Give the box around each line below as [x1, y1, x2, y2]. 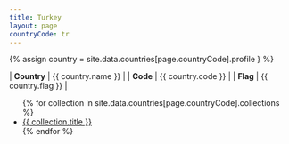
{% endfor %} [21, 126, 74, 137]
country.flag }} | [9, 81, 68, 92]
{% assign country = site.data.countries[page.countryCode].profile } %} [9, 54, 275, 65]
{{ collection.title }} [21, 116, 92, 127]
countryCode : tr [9, 29, 70, 38]
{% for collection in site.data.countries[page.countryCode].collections [21, 98, 280, 108]
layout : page [9, 21, 58, 30]
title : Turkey [9, 12, 62, 22]
